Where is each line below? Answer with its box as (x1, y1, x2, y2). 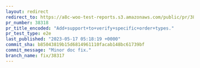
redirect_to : (5, 14, 38, 20)
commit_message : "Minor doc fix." (5, 47, 92, 53)
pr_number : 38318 (5, 20, 49, 25)
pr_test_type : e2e (5, 31, 51, 37)
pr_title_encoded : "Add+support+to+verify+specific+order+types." (5, 25, 174, 31)
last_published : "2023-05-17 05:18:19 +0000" (5, 36, 121, 42)
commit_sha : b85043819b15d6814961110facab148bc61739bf (5, 42, 145, 48)
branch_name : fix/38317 (5, 53, 65, 59)
